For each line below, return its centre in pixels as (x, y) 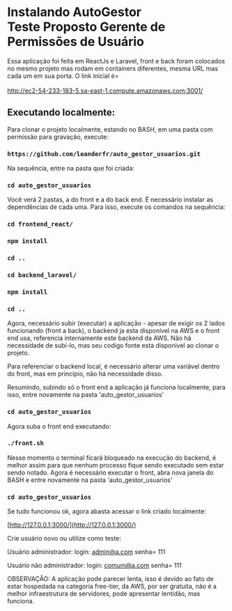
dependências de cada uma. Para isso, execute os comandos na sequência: (116, 207)
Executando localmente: (61, 113)
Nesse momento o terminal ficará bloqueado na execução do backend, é (112, 458)
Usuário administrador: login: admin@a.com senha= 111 (86, 552)
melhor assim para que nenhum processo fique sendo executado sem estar (116, 465)
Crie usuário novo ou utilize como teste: (64, 539)
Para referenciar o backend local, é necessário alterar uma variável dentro (114, 366)
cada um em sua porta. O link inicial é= (63, 76)
